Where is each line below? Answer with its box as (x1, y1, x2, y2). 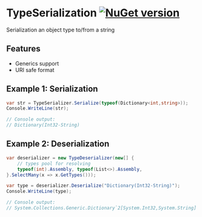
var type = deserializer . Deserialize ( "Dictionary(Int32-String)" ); (6, 182, 181, 189)
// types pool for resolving (17, 161, 91, 167)
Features (6, 44, 41, 54)
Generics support (15, 59, 59, 67)
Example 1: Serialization (6, 84, 98, 94)
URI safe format (15, 66, 55, 73)
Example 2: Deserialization (6, 139, 110, 149)
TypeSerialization (6, 6, 97, 20)
